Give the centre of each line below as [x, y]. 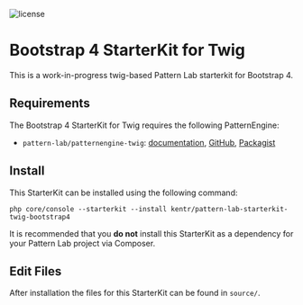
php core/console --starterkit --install [88, 209]
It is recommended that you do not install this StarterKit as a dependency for [151, 233]
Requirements [50, 103]
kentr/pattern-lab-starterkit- [230, 209]
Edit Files [36, 271]
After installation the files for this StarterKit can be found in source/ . [135, 293]
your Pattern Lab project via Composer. [83, 243]
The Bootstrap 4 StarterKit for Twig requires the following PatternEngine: [144, 125]
